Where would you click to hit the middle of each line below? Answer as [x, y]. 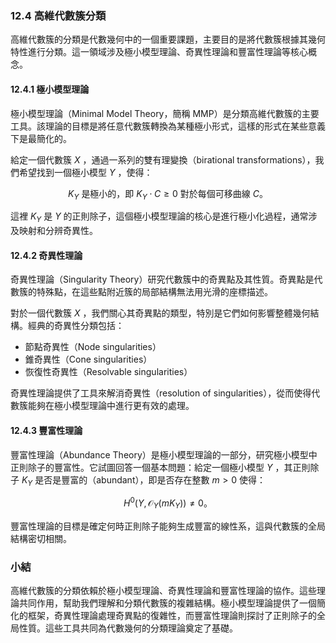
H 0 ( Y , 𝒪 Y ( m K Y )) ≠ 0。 [168, 503]
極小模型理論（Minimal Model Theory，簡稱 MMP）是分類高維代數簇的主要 [165, 113]
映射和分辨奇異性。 [58, 231]
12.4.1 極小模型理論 [50, 89]
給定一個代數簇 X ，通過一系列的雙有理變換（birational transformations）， [163, 159]
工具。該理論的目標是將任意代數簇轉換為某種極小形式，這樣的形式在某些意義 [168, 126]
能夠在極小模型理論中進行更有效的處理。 [111, 406]
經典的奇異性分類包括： [76, 326]
